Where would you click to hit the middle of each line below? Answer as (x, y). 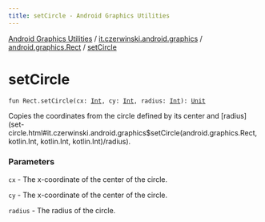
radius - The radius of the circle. (62, 210)
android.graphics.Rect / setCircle (63, 47)
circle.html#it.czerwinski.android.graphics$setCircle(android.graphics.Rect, (133, 132)
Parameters (31, 162)
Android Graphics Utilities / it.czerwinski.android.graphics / (105, 38)
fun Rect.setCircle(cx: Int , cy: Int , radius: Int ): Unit (107, 101)
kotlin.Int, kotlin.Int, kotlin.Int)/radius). (70, 141)
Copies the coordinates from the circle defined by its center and (114, 115)
